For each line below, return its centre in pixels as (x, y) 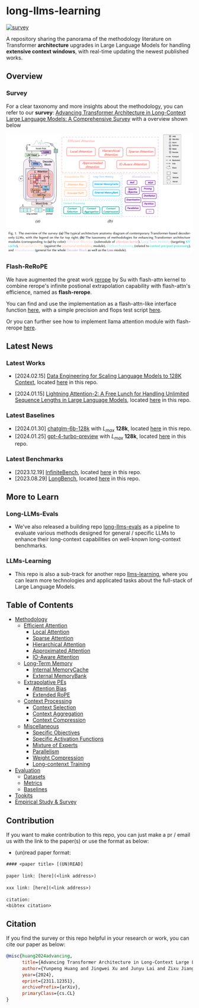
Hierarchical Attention (59, 645)
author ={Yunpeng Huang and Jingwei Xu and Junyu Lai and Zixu (100, 968)
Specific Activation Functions (68, 739)
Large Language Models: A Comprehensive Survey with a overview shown (97, 119)
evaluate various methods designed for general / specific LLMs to (95, 533)
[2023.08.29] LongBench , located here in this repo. (77, 478)
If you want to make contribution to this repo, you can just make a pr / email (98, 835)
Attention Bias (49, 689)
